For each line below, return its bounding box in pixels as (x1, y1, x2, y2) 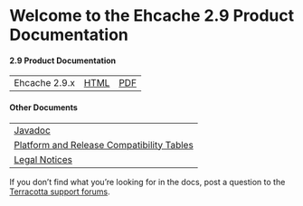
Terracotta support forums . (9, 186, 110, 197)
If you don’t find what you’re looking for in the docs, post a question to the (9, 176, 286, 187)
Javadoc (14, 124, 52, 136)
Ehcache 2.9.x (14, 77, 75, 89)
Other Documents (9, 101, 79, 113)
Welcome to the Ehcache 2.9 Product (9, 5, 295, 26)
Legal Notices (14, 153, 73, 165)
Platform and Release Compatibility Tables (14, 138, 194, 151)
